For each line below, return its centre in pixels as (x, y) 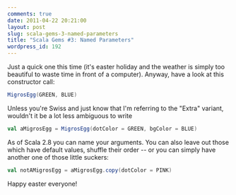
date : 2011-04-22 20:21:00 (47, 20)
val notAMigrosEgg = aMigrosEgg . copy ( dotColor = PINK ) (90, 170)
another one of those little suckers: (58, 157)
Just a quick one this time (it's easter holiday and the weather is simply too (116, 67)
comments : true (30, 14)
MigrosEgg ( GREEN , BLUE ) (42, 95)
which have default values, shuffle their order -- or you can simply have (112, 150)
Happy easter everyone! (42, 184)
